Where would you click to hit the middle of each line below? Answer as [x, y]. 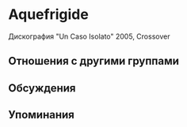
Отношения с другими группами [94, 61]
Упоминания [42, 115]
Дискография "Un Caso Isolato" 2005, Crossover [89, 36]
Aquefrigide [48, 15]
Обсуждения [42, 88]
